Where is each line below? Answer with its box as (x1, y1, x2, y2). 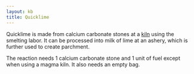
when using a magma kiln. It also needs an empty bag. (6, 60, 140, 68)
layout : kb (6, 8, 33, 15)
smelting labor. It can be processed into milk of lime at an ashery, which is (6, 37, 188, 44)
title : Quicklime (6, 14, 50, 20)
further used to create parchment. (6, 43, 90, 50)
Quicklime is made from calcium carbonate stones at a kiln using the (6, 30, 174, 37)
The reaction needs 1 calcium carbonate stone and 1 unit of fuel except (6, 54, 180, 62)
